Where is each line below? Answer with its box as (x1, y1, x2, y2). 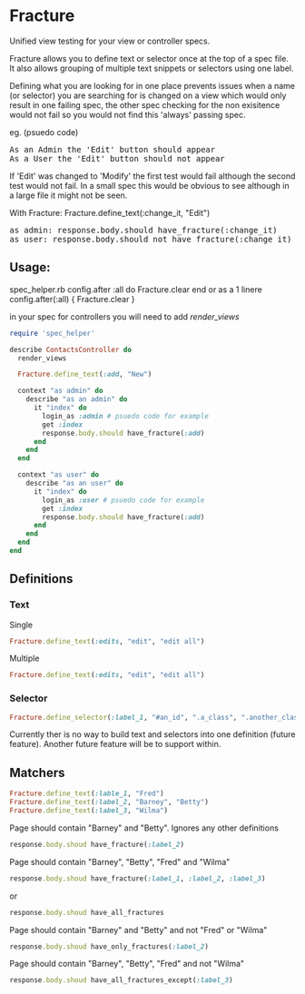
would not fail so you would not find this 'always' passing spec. (9, 109, 246, 120)
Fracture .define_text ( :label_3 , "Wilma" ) (9, 806, 169, 815)
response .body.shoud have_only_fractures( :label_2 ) (9, 941, 209, 951)
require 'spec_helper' (9, 329, 95, 338)
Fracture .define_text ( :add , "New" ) (17, 369, 152, 379)
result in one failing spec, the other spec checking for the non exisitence (9, 99, 280, 110)
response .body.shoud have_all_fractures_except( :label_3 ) (9, 976, 233, 985)
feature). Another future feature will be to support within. (9, 739, 221, 750)
